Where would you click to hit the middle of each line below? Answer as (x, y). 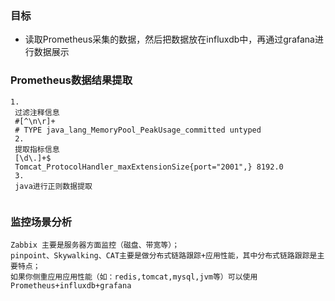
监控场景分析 (41, 222)
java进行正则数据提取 (53, 186)
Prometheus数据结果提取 (71, 80)
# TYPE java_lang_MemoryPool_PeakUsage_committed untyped (138, 130)
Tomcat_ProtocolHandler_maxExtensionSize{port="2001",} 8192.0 (149, 167)
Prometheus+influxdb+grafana (71, 285)
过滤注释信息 (37, 112)
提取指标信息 (37, 149)
